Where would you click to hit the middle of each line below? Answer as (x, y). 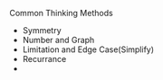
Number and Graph (58, 40)
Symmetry (42, 30)
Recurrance (44, 59)
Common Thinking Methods (61, 13)
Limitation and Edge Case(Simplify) (88, 49)
